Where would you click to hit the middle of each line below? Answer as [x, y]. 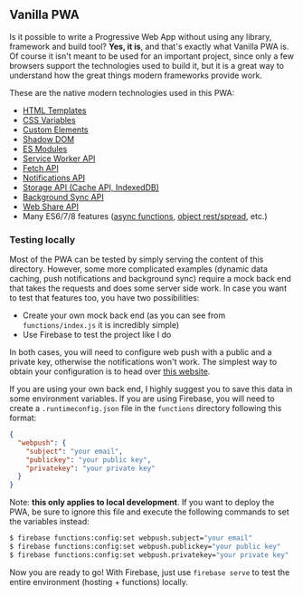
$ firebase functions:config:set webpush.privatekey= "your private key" [149, 555]
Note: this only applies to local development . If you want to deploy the [142, 503]
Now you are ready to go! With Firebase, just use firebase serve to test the [150, 572]
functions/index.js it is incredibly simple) [100, 325]
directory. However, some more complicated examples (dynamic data [139, 269]
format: [23, 418]
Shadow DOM [48, 139]
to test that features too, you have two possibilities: [104, 298]
